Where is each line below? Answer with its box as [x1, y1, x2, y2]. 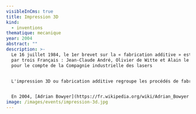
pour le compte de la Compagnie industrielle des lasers [11, 62, 153, 69]
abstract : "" [6, 41, 38, 47]
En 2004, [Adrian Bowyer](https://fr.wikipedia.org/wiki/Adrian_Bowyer [11, 94, 190, 99]
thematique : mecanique [6, 30, 61, 36]
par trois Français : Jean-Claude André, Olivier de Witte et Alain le [11, 57, 190, 63]
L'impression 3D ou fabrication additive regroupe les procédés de [11, 78, 179, 84]
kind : [6, 19, 19, 25]
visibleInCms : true [6, 8, 54, 15]
